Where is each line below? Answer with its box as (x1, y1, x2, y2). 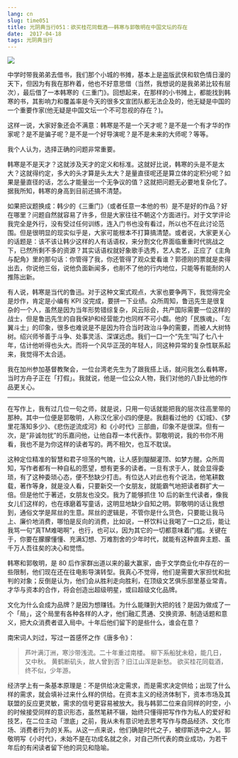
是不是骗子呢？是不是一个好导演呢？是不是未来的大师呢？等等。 (25, 130, 212, 138)
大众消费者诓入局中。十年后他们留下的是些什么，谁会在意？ (25, 618, 200, 627)
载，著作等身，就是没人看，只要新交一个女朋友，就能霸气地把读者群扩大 (7, 482, 218, 490)
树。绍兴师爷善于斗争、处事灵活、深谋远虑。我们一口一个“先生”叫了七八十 (7, 332, 225, 341)
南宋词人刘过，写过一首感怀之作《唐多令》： (7, 633, 135, 642)
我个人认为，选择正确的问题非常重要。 (7, 145, 119, 153)
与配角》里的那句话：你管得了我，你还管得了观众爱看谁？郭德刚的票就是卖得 (7, 255, 231, 263)
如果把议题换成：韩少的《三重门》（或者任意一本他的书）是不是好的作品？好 (7, 202, 228, 210)
